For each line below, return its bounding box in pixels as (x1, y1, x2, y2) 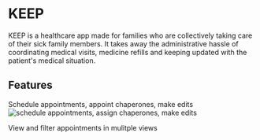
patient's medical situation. (8, 56, 96, 65)
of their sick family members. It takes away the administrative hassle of (8, 39, 239, 48)
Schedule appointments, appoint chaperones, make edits (8, 99, 194, 109)
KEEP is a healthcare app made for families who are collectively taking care (8, 31, 253, 40)
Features (8, 79, 53, 92)
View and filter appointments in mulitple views (8, 123, 158, 132)
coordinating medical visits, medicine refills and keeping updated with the (8, 47, 247, 57)
